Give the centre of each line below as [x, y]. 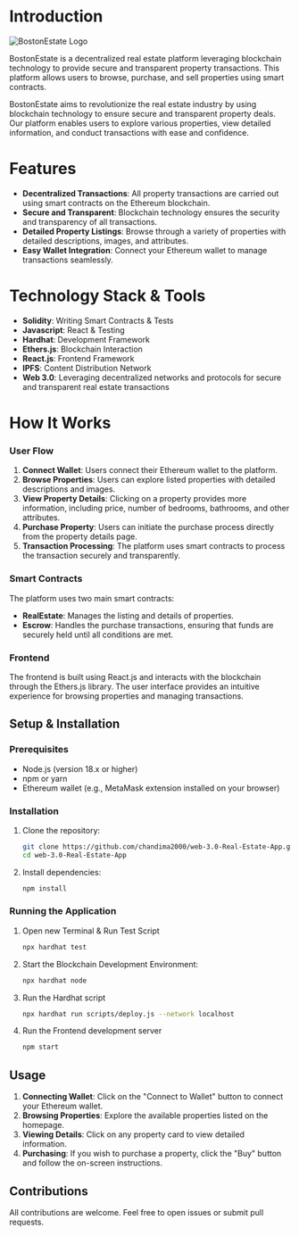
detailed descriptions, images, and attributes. [105, 241]
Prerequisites [39, 750]
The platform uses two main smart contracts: [92, 598]
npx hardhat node [54, 980]
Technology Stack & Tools [108, 296]
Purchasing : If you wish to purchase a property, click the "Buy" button [152, 1154]
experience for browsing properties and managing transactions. [126, 696]
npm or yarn [45, 778]
